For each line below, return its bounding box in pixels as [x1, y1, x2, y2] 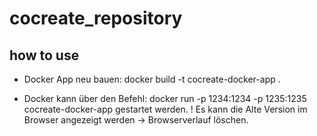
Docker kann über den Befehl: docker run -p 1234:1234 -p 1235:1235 [23, 93, 307, 104]
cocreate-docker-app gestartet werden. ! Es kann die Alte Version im [23, 103, 308, 115]
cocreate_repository [9, 7, 183, 30]
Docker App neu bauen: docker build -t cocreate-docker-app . [23, 73, 281, 85]
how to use [9, 47, 80, 64]
